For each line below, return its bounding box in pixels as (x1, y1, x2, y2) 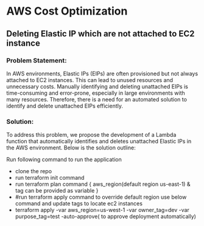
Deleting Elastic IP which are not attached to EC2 (6, 29, 195, 39)
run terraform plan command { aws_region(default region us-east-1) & (15, 180, 191, 188)
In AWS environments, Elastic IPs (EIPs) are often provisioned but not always (6, 70, 199, 77)
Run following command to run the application (6, 156, 122, 163)
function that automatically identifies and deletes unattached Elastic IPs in (6, 138, 192, 145)
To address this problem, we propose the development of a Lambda (6, 131, 177, 139)
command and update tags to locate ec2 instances (15, 200, 143, 207)
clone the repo (15, 168, 52, 175)
